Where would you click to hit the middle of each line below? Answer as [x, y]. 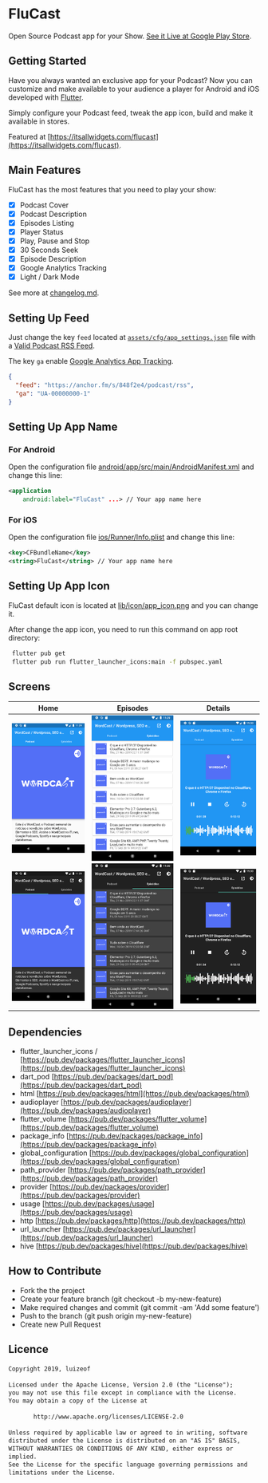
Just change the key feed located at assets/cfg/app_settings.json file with [132, 337]
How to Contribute [55, 1271]
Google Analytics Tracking [63, 268]
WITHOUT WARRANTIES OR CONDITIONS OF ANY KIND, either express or [121, 1449]
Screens [29, 686]
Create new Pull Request [60, 1324]
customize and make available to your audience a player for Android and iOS [134, 89]
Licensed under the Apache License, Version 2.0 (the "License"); [121, 1385]
